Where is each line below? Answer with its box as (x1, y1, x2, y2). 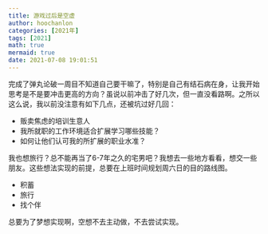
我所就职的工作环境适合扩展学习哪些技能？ (19, 125, 160, 136)
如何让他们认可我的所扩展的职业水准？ (19, 136, 146, 145)
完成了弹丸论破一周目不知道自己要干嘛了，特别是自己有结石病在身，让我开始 (8, 79, 260, 89)
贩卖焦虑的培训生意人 (19, 116, 90, 125)
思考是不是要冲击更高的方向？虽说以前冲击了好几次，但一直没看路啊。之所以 (8, 89, 260, 98)
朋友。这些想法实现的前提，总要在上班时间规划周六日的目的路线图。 (8, 163, 232, 173)
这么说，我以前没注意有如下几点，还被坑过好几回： (8, 99, 176, 109)
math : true (8, 42, 45, 50)
